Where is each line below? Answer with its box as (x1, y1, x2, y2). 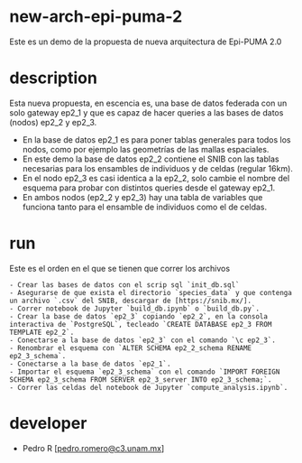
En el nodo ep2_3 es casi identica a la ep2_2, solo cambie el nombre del (22, 172, 290, 183)
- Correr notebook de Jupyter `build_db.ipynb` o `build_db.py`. (9, 304, 260, 313)
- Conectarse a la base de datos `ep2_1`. (9, 359, 171, 368)
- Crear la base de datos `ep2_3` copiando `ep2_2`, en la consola (9, 311, 269, 321)
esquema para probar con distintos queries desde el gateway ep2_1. (22, 182, 276, 193)
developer (9, 413, 87, 433)
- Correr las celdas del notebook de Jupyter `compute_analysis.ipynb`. (9, 383, 288, 392)
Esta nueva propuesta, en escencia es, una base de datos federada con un (9, 97, 288, 108)
